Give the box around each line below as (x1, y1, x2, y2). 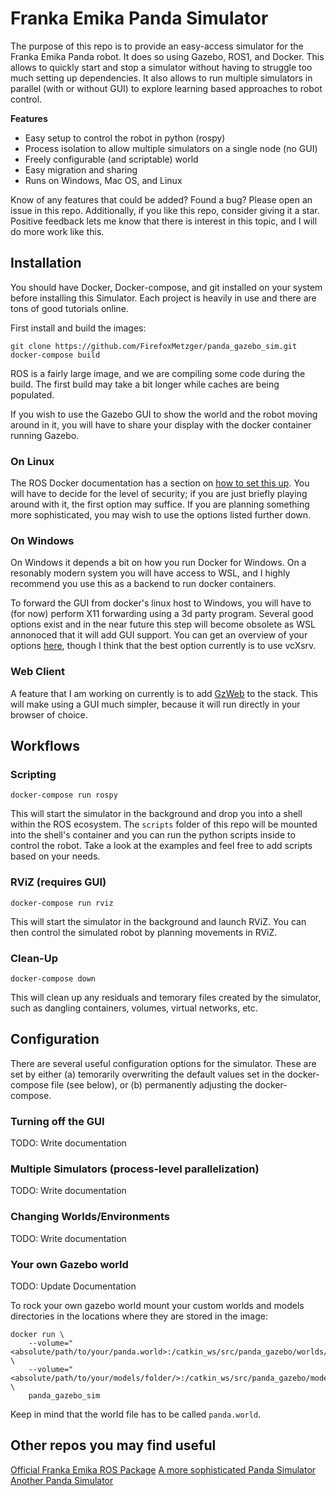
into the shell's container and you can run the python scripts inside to (10, 829, 296, 841)
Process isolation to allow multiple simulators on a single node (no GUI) (24, 142, 318, 154)
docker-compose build (10, 350, 101, 360)
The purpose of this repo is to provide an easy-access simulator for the (10, 40, 304, 52)
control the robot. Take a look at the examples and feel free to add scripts (10, 840, 313, 852)
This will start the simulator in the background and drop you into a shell (10, 808, 303, 820)
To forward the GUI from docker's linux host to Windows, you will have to (10, 597, 312, 609)
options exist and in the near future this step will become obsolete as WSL (10, 618, 316, 631)
